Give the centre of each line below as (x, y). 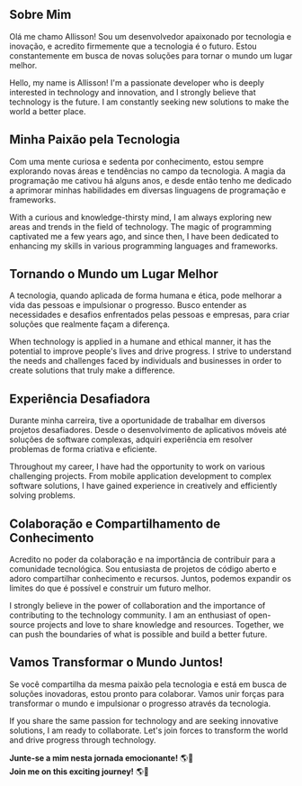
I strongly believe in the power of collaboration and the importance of (138, 606)
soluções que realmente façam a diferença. (90, 324)
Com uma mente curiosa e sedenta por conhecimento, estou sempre (137, 161)
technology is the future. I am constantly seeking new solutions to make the (149, 102)
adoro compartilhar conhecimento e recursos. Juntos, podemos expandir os (151, 579)
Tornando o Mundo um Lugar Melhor (114, 274)
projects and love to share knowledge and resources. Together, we (161, 625)
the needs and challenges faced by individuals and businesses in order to (146, 361)
